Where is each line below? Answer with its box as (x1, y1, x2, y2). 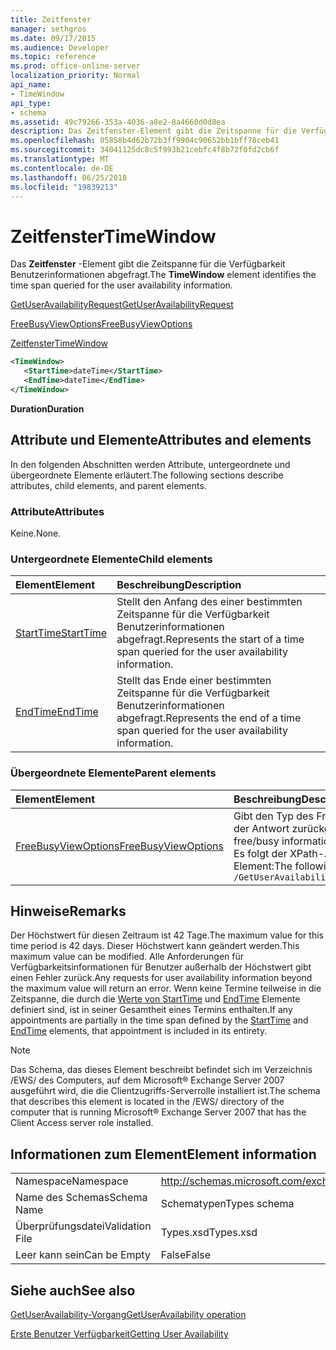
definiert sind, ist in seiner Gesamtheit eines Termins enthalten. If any (10, 1004, 293, 1016)
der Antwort (233, 821, 290, 835)
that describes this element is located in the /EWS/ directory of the (10, 1096, 285, 1108)
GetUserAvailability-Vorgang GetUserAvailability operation (10, 1308, 247, 1320)
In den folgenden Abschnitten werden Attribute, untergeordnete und (10, 458, 291, 470)
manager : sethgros (10, 24, 87, 34)
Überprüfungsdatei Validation (15, 1219, 152, 1233)
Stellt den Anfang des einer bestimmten (116, 595, 303, 609)
